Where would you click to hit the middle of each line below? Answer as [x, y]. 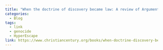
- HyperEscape [24, 36]
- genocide [20, 31]
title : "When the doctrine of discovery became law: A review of [72, 9]
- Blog [16, 18]
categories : [17, 14]
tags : [10, 23]
